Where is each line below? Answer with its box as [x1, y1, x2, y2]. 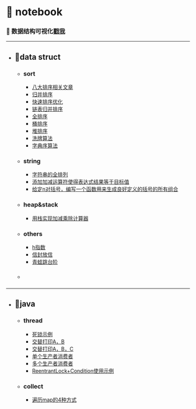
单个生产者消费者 [32, 352, 73, 359]
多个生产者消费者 [32, 360, 73, 367]
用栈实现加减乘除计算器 [32, 215, 89, 222]
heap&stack [23, 201, 58, 209]
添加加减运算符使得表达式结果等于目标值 [32, 178, 129, 185]
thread [23, 317, 43, 325]
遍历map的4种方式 [32, 396, 77, 403]
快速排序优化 [32, 98, 63, 105]
